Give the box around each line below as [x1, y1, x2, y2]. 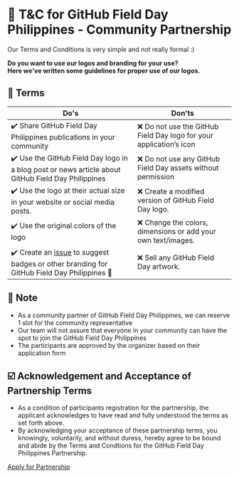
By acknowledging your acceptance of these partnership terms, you [17, 426, 218, 435]
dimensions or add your [137, 226, 217, 236]
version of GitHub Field [137, 196, 215, 206]
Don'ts [171, 108, 194, 118]
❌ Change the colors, [137, 217, 208, 227]
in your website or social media [11, 197, 115, 207]
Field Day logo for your [137, 131, 213, 141]
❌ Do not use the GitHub [137, 122, 219, 132]
